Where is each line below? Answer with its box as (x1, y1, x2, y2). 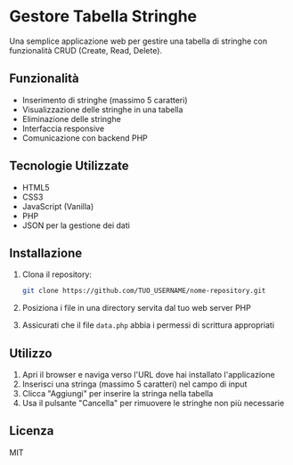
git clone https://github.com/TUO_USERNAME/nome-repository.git (21, 287, 266, 296)
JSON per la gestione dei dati (21, 220, 131, 231)
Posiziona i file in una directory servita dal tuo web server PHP (21, 303, 251, 314)
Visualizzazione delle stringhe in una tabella (21, 104, 183, 115)
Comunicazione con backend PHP (21, 132, 149, 143)
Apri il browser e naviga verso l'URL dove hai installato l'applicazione (21, 370, 275, 380)
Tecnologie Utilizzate (9, 159, 129, 174)
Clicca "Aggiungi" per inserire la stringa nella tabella (21, 388, 214, 399)
